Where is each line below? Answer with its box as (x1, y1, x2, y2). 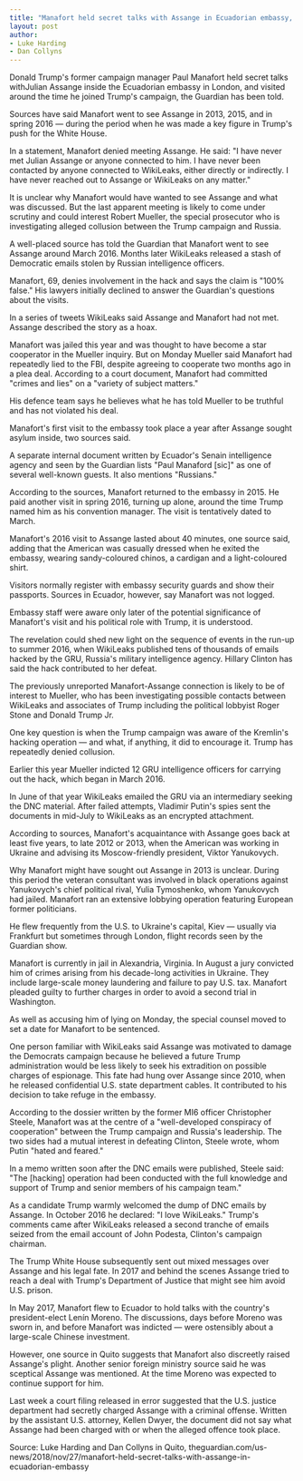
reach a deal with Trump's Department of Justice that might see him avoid (9, 1275, 286, 1286)
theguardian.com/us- (188, 1442, 268, 1453)
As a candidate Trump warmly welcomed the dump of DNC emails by (9, 1200, 267, 1211)
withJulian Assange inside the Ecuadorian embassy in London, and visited (9, 82, 286, 93)
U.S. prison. (9, 1285, 53, 1296)
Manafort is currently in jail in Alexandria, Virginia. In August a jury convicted (9, 958, 294, 969)
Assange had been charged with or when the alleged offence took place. (9, 1425, 281, 1436)
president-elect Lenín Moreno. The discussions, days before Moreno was (9, 1312, 283, 1323)
